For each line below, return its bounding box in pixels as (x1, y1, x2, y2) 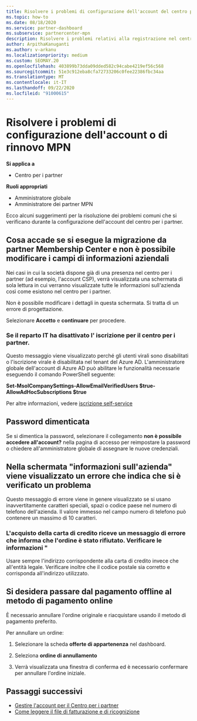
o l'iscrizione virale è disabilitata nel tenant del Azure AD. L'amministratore (6, 358, 185, 365)
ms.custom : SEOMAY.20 (6, 58, 59, 63)
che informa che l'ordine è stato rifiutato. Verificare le (6, 537, 162, 545)
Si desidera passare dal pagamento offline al (6, 587, 172, 597)
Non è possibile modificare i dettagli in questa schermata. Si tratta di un (6, 299, 179, 306)
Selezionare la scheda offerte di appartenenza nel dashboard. (14, 641, 166, 648)
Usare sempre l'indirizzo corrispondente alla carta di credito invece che (6, 557, 179, 564)
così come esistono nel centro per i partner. (6, 288, 111, 295)
